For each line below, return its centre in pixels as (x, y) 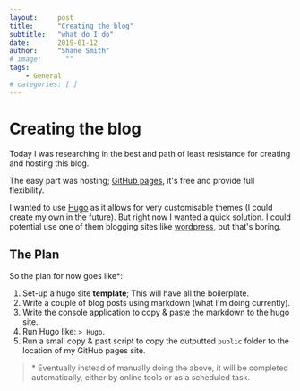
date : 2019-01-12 (54, 43)
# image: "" (42, 59)
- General (44, 76)
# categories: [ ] (43, 84)
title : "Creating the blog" (72, 26)
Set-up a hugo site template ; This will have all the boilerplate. (136, 293)
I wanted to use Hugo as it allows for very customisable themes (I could (141, 207)
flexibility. (27, 190)
